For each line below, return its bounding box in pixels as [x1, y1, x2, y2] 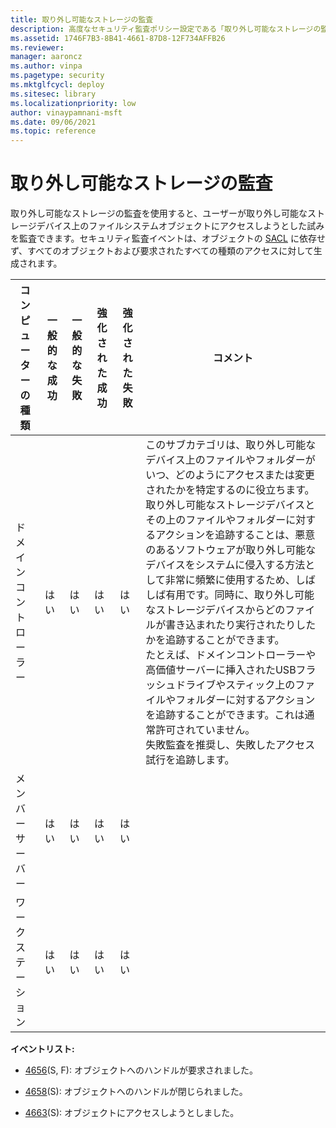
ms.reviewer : [10, 42, 65, 53]
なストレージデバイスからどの [145, 603, 286, 617]
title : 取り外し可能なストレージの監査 [10, 14, 154, 25]
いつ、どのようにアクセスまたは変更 [145, 468, 315, 482]
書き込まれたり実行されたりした [165, 618, 317, 632]
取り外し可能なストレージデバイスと [145, 498, 316, 512]
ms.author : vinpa [10, 61, 83, 71]
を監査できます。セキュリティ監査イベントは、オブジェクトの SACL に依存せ [10, 232, 326, 245]
